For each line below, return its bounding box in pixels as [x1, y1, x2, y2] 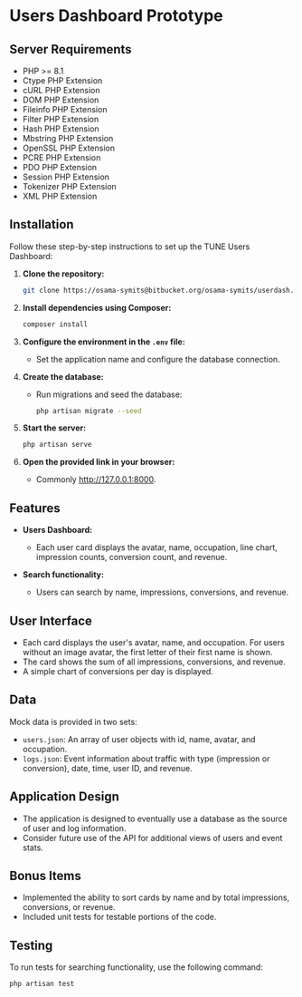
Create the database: [22, 371, 104, 382]
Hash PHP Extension [22, 123, 99, 134]
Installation [9, 217, 74, 232]
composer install [22, 319, 89, 329]
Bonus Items [9, 867, 81, 884]
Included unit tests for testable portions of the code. [22, 912, 217, 923]
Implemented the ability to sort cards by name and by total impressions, [22, 892, 290, 903]
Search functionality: [22, 569, 104, 580]
